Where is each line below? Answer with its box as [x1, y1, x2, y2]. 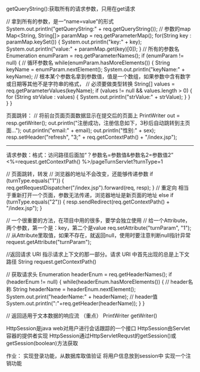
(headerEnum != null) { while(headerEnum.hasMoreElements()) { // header [6, 279, 189, 285]
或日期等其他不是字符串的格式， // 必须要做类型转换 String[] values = [6, 80, 176, 87]
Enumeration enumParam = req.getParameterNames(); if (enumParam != [6, 52, 185, 59]
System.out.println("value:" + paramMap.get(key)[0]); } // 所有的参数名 [6, 45, 180, 52]
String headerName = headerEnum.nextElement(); [12, 286, 136, 293]
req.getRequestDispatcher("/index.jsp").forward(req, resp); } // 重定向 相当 [6, 184, 189, 191]
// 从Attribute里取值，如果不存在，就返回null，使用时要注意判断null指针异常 [6, 232, 191, 239]
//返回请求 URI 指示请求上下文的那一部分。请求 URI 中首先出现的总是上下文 [6, 251, 190, 258]
